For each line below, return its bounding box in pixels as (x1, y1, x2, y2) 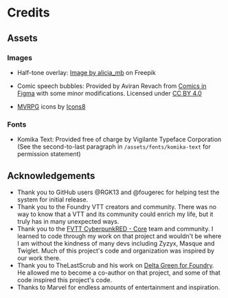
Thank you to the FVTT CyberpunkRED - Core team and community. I (16, 224, 214, 233)
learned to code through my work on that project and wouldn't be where (16, 232, 222, 240)
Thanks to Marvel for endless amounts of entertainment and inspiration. (16, 283, 220, 291)
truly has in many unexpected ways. (16, 217, 119, 225)
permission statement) (16, 150, 81, 158)
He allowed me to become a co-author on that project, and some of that (16, 268, 221, 277)
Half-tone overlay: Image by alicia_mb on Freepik (16, 68, 156, 76)
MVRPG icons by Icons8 (16, 102, 86, 111)
